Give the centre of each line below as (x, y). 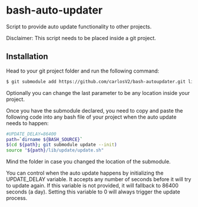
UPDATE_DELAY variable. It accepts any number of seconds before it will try (99, 179)
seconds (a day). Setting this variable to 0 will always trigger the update (93, 192)
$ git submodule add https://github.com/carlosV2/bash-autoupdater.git (96, 81)
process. (17, 198)
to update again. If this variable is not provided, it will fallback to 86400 (92, 186)
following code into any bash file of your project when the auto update (91, 117)
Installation (27, 57)
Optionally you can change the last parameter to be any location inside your (98, 93)
